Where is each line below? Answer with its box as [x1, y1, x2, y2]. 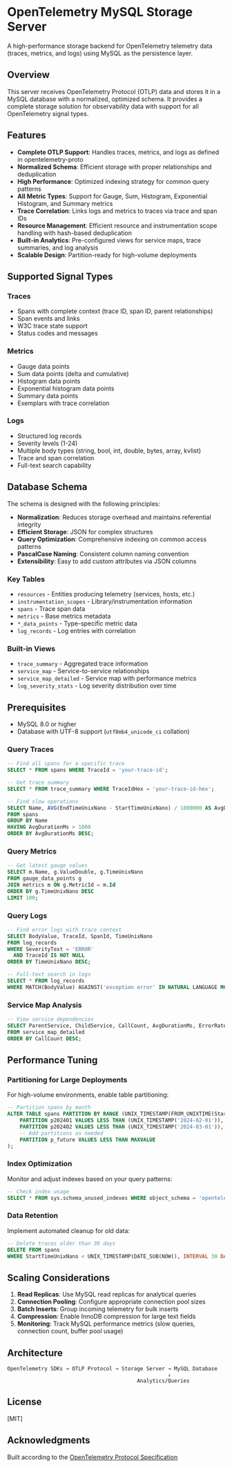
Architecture [7, 1347, 64, 1359]
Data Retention [7, 1211, 59, 1221]
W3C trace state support [17, 322, 88, 330]
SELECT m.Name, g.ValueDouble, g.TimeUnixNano [7, 869, 144, 876]
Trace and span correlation [17, 453, 95, 462]
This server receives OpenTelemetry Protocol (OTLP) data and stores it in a [7, 87, 221, 95]
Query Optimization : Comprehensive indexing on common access [17, 535, 207, 543]
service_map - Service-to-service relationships [17, 667, 150, 675]
